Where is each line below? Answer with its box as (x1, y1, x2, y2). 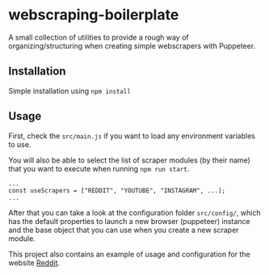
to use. (8, 139, 32, 149)
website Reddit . (8, 257, 61, 268)
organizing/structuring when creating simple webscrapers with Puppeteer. (8, 40, 256, 50)
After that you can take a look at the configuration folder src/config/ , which (8, 208, 261, 218)
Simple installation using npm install (8, 86, 132, 95)
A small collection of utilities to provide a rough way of (8, 32, 189, 42)
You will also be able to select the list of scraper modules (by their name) (8, 155, 250, 165)
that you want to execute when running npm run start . (8, 163, 190, 173)
